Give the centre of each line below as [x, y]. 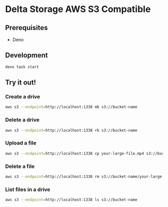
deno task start [22, 67]
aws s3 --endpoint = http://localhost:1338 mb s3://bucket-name [71, 107]
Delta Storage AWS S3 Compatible [78, 9]
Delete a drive [22, 120]
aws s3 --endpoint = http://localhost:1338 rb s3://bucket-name [71, 130]
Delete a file [20, 166]
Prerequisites [26, 28]
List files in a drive [28, 189]
